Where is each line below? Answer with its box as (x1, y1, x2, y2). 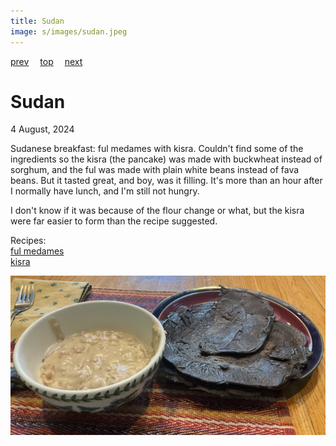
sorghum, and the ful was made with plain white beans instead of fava (10, 164, 300, 176)
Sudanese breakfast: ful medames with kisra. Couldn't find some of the (10, 143, 304, 155)
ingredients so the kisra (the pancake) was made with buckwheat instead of (10, 153, 323, 165)
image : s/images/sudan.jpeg (10, 26, 128, 37)
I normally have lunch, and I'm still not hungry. (10, 185, 200, 197)
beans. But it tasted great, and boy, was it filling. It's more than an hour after (10, 175, 323, 187)
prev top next (10, 55, 83, 67)
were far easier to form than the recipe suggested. (10, 215, 218, 227)
